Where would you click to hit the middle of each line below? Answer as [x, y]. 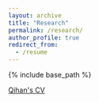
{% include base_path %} [50, 75]
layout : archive [35, 15]
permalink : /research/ [46, 30]
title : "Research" [38, 23]
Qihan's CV [27, 90]
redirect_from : [33, 45]
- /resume [31, 52]
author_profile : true [44, 38]
